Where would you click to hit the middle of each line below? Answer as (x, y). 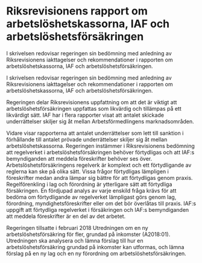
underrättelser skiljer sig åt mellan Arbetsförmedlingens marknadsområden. (100, 121)
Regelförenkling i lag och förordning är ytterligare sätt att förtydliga (89, 184)
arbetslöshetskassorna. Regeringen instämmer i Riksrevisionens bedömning (100, 146)
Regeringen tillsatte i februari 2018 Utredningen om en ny (77, 227)
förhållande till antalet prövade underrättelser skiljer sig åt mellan (87, 139)
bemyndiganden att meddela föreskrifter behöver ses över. (79, 158)
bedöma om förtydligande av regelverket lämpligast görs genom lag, (91, 197)
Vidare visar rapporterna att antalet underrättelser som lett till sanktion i (95, 133)
